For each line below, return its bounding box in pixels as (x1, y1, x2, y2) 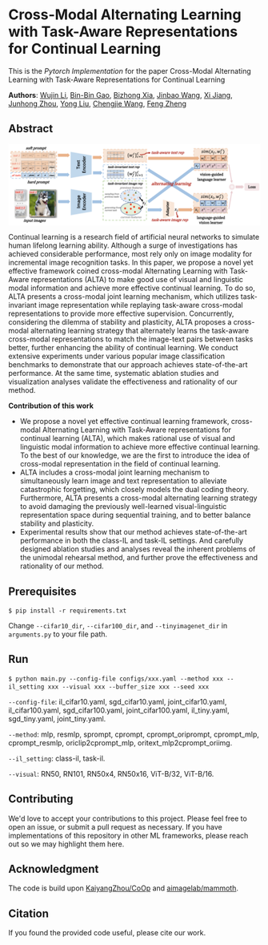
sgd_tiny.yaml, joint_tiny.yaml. (8, 713, 106, 723)
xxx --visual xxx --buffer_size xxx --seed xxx (47, 683, 210, 691)
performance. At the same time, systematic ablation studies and (8, 369, 219, 378)
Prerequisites (8, 584, 77, 598)
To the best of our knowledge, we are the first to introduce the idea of (19, 450, 250, 460)
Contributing (8, 792, 74, 806)
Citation (8, 907, 50, 920)
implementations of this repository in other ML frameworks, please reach (8, 830, 249, 840)
